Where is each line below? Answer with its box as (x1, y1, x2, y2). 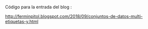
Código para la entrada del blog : (5, 4, 72, 10)
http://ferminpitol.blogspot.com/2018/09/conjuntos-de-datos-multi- (5, 14, 143, 19)
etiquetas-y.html (5, 19, 38, 24)
